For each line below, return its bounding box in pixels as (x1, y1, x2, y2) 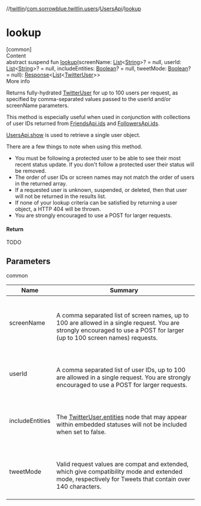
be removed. (14, 167, 47, 174)
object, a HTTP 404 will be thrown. (14, 205, 101, 212)
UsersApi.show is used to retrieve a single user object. (6, 131, 141, 138)
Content (6, 52, 26, 59)
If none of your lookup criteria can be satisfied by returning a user (14, 199, 178, 206)
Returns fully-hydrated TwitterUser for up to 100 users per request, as (6, 89, 178, 96)
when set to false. (56, 428, 106, 436)
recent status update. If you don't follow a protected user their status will (14, 161, 194, 168)
